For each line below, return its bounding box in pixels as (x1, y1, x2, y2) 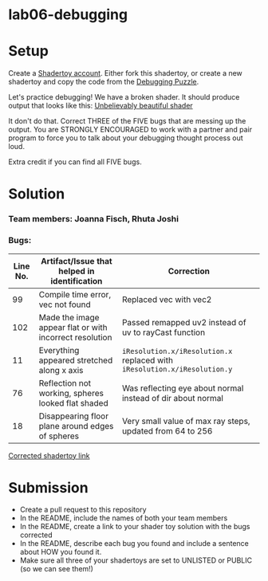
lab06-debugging (8, 6, 128, 24)
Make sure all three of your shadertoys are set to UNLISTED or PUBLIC (19, 555, 253, 565)
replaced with (122, 355, 174, 366)
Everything (38, 344, 80, 355)
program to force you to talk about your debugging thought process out (8, 133, 243, 143)
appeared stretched (38, 355, 113, 366)
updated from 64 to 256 (122, 425, 213, 436)
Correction (167, 265, 210, 277)
